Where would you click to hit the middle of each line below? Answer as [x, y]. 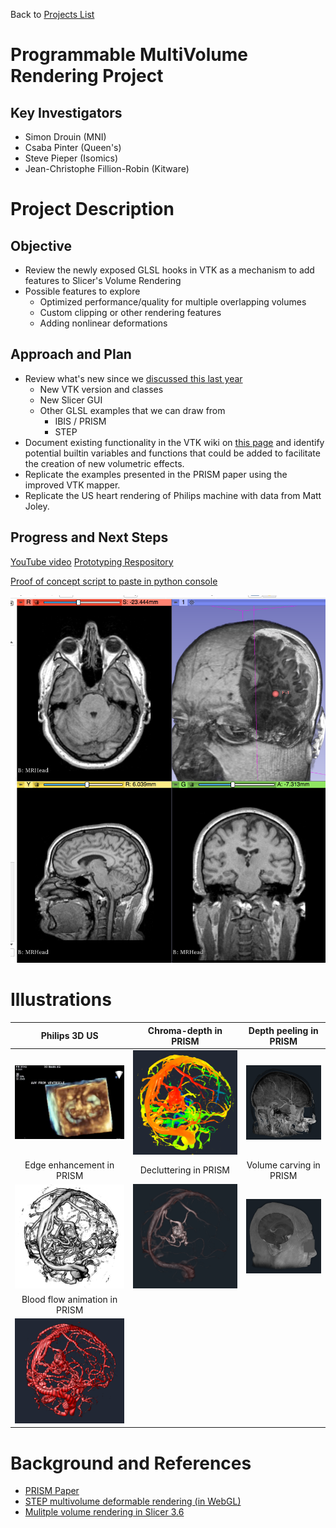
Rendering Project [87, 76]
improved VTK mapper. [72, 485]
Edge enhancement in [69, 1165]
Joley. [37, 506]
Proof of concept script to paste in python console [114, 581]
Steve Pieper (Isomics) [71, 158]
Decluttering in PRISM [185, 1170]
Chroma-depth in [185, 1030]
